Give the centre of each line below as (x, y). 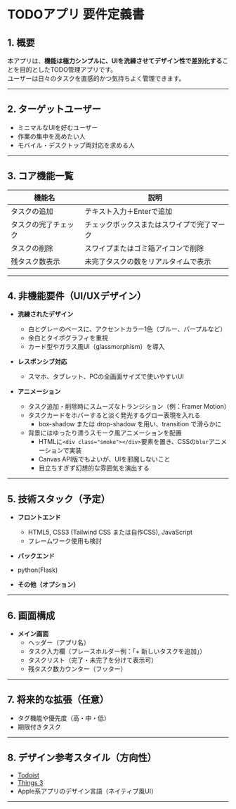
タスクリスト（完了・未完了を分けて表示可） (93, 660)
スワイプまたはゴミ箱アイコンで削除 (144, 248)
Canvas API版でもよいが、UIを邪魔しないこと (104, 459)
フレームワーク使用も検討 (65, 541)
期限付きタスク (39, 727)
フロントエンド (39, 517)
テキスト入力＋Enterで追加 (129, 211)
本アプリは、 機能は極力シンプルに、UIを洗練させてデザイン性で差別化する (115, 61)
